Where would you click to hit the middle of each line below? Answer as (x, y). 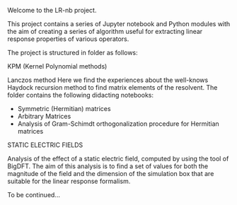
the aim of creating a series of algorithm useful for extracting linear (105, 31)
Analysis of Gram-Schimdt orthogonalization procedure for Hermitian (118, 124)
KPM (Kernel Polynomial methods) (57, 66)
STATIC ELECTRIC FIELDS (45, 145)
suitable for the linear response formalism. (69, 181)
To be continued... (34, 195)
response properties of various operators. (68, 39)
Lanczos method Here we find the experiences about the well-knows (108, 80)
